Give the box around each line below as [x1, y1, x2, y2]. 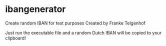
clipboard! [5, 35, 26, 41]
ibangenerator [5, 3, 66, 15]
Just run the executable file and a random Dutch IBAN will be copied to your [5, 29, 161, 35]
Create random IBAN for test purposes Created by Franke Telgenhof [5, 20, 146, 26]
